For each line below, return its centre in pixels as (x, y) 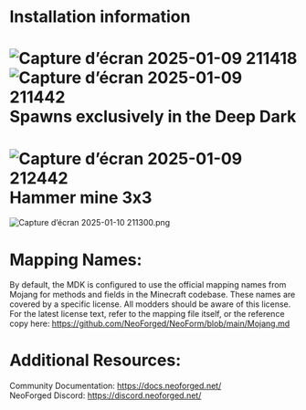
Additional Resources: (95, 360)
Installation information (100, 17)
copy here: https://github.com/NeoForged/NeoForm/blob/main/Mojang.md (150, 324)
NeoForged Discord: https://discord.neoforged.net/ (106, 395)
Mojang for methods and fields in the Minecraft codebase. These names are (153, 295)
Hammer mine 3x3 (81, 197)
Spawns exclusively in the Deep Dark (153, 117)
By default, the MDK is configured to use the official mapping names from (148, 285)
